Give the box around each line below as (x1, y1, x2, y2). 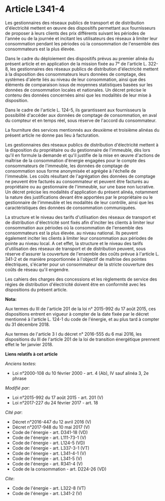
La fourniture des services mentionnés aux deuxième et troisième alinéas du (5, 127, 160, 133)
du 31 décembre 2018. (5, 322, 50, 327)
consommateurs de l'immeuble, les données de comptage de (5, 163, 129, 169)
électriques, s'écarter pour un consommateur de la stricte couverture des (5, 261, 154, 267)
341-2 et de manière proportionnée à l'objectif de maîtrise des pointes (5, 256, 147, 262)
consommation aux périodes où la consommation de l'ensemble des (5, 224, 143, 230)
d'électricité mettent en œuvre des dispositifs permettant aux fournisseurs (5, 25, 156, 31)
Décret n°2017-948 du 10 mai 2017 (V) (12, 424, 90, 430)
